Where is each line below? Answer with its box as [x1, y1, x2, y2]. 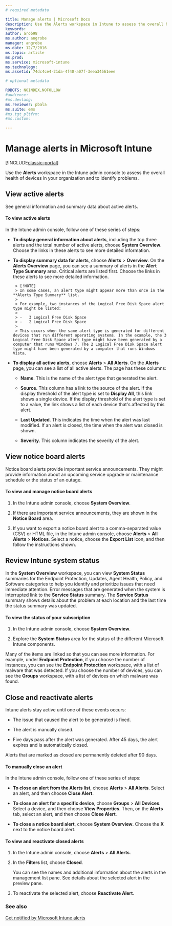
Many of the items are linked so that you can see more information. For [5, 651, 155, 657]
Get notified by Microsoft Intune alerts [5, 915, 85, 921]
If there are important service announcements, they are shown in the [12, 510, 158, 516]
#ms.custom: [5, 116, 31, 121]
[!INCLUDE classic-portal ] [5, 160, 59, 166]
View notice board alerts [5, 452, 85, 461]
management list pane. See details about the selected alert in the [12, 875, 150, 881]
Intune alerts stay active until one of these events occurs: [5, 706, 126, 712]
